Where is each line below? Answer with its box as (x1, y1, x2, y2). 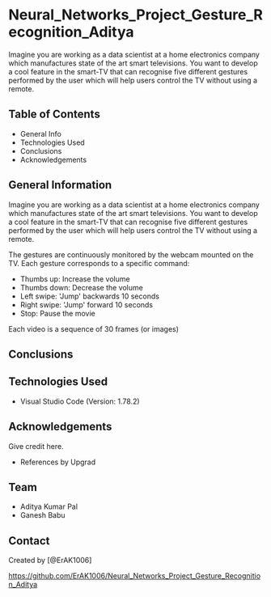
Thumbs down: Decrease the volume (19, 282, 143, 292)
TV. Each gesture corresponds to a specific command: (8, 258, 190, 268)
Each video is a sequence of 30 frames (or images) (8, 324, 180, 333)
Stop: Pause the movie (19, 308, 95, 318)
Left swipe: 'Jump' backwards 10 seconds (19, 291, 160, 301)
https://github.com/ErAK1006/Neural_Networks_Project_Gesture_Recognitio (8, 571, 261, 581)
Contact (8, 534, 50, 548)
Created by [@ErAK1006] (8, 556, 92, 565)
